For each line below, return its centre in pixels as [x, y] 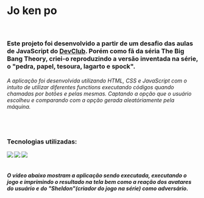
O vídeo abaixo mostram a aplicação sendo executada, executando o [97, 175]
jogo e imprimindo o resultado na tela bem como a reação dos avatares [99, 182]
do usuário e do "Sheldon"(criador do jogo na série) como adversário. [98, 188]
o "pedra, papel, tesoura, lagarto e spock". [71, 66]
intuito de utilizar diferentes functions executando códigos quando [90, 87]
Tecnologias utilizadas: [42, 141]
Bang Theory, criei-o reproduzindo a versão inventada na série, [103, 59]
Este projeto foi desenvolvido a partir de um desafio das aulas [100, 43]
